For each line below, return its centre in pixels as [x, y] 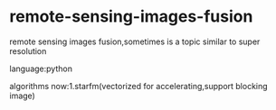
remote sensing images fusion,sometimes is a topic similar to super [135, 41]
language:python [41, 69]
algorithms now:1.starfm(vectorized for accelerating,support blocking [139, 86]
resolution [28, 50]
